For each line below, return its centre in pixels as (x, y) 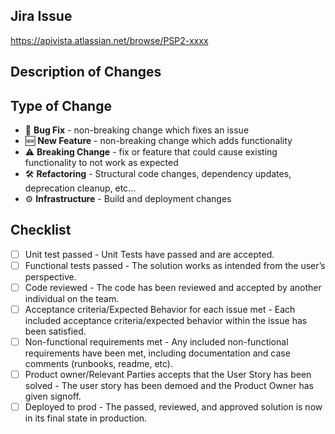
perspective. (50, 276)
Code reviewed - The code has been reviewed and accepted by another (173, 287)
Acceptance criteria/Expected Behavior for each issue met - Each (160, 310)
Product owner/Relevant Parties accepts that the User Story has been (168, 375)
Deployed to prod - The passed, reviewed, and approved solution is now (173, 407)
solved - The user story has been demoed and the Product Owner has (169, 386)
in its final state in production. (86, 418)
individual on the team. (72, 299)
